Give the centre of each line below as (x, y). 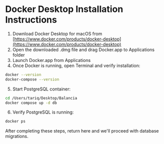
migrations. (17, 136)
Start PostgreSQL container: (42, 89)
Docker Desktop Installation (64, 9)
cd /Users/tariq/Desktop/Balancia (41, 98)
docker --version (23, 74)
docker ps (16, 121)
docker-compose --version (32, 79)
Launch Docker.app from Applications (52, 60)
